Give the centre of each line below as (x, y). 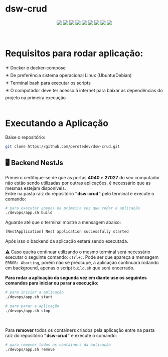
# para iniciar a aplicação (35, 293)
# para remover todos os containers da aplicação (58, 345)
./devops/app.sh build (29, 213)
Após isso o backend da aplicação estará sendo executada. (67, 241)
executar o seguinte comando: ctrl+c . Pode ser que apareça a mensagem (82, 257)
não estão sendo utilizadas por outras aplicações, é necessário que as (78, 183)
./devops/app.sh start (29, 297)
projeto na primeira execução (36, 97)
